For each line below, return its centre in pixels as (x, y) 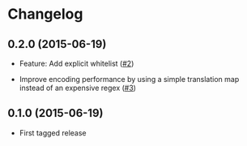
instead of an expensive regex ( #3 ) (78, 88)
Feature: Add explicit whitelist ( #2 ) (77, 63)
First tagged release (53, 133)
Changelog (45, 14)
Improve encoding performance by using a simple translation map (129, 79)
